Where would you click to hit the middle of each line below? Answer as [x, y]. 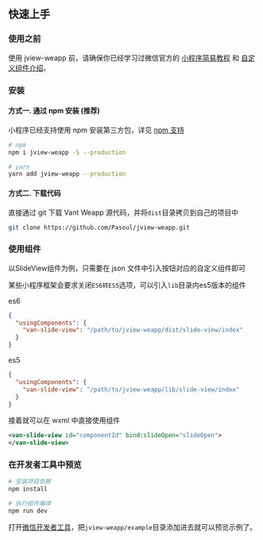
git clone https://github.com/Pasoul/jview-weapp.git [99, 227]
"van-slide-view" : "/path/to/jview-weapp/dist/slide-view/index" [133, 330]
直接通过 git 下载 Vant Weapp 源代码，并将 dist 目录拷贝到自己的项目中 [123, 212]
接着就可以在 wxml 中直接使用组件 [64, 421]
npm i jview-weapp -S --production [67, 152]
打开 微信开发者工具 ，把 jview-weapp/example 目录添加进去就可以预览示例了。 [133, 526]
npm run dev [28, 511]
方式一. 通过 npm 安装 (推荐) [54, 111]
